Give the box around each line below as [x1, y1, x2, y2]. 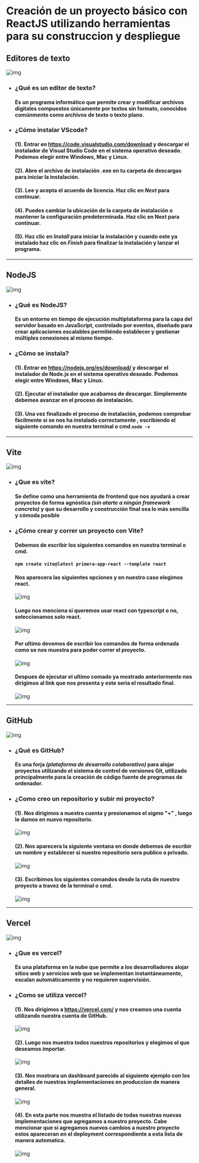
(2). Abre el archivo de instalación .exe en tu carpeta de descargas [14, 167, 182, 174]
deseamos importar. [14, 1045, 66, 1052]
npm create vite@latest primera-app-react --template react [14, 561, 166, 568]
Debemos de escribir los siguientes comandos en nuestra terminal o [14, 541, 187, 548]
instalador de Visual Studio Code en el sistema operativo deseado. [14, 147, 182, 154]
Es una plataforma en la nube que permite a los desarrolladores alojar [14, 964, 190, 971]
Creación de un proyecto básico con [6, 4, 188, 18]
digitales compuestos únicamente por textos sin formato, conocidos [14, 105, 187, 112]
